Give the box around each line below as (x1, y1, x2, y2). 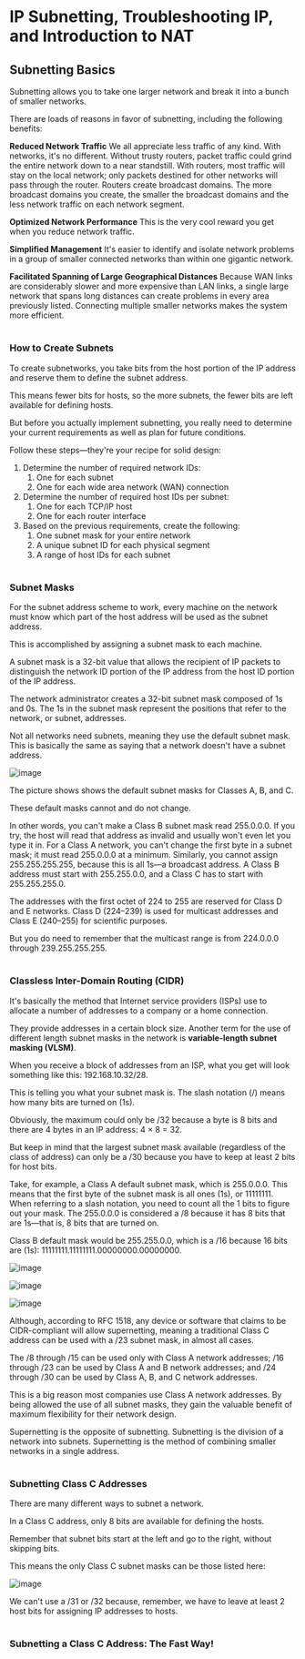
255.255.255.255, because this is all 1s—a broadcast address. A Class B (9, 859, 280, 870)
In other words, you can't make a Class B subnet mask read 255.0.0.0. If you (9, 820, 296, 831)
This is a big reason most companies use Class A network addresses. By (9, 1389, 282, 1399)
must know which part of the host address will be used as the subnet (9, 612, 269, 623)
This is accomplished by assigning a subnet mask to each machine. (9, 639, 262, 650)
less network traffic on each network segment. (9, 198, 185, 209)
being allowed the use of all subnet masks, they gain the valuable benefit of (9, 1399, 293, 1410)
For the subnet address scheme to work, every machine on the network (9, 602, 278, 613)
